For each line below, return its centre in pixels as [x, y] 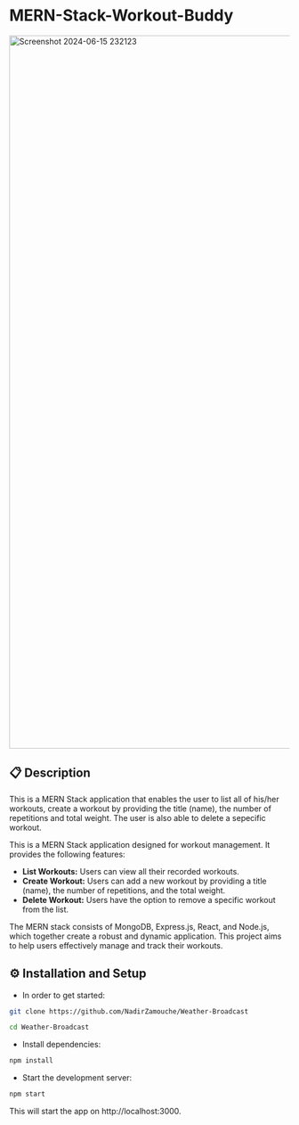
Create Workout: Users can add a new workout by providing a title [144, 881]
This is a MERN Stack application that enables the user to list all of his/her [144, 799]
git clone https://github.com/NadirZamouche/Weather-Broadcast [129, 1011]
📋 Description [50, 773]
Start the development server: [77, 1078]
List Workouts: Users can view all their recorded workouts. [131, 871]
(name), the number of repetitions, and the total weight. [124, 890]
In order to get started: [63, 995]
